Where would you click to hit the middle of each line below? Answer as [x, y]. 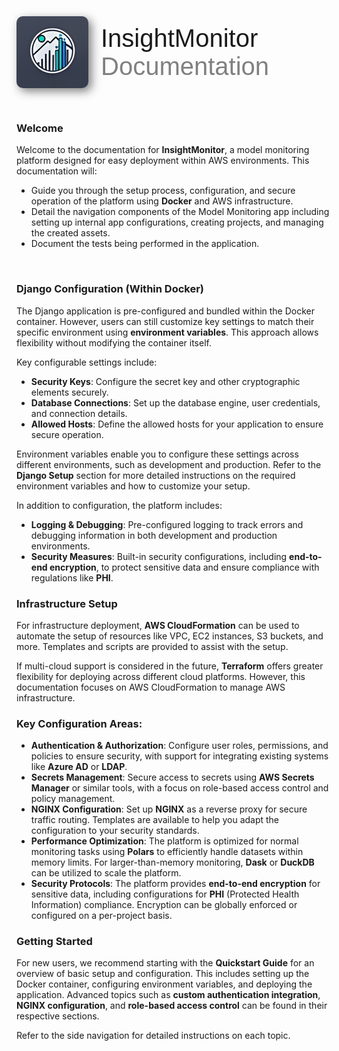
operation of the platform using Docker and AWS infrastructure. [162, 201]
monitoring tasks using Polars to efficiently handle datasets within [167, 852]
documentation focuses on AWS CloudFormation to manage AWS [151, 687]
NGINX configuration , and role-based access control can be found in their [172, 1006]
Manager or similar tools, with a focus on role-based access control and [179, 788]
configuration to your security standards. [115, 831]
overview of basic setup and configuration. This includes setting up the [163, 974]
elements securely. [69, 392]
